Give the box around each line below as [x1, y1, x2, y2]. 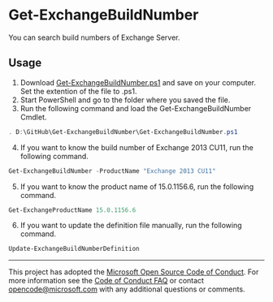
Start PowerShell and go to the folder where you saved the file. [19, 95, 231, 105]
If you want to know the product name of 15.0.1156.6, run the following [19, 181, 254, 192]
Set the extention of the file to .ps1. [19, 86, 137, 96]
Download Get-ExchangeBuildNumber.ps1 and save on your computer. [19, 77, 256, 87]
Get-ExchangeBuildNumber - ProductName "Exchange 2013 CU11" [8, 166, 217, 175]
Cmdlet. [19, 112, 47, 122]
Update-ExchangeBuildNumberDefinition [8, 245, 140, 253]
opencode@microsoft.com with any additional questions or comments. [8, 284, 245, 294]
